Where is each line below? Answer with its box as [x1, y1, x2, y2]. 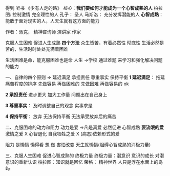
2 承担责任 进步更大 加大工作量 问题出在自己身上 [5, 92, 108, 97]
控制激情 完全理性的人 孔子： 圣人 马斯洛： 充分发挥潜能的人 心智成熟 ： [12, 11, 164, 17]
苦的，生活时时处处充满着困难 [5, 46, 68, 52]
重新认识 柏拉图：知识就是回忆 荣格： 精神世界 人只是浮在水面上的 [18, 159, 159, 165]
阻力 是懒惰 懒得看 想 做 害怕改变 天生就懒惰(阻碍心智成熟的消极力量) [5, 142, 151, 148]
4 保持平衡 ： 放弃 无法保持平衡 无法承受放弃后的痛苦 [5, 113, 117, 120]
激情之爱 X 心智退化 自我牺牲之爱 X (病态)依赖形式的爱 [5, 131, 120, 136]
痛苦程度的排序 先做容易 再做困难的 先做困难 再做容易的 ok [5, 81, 129, 87]
